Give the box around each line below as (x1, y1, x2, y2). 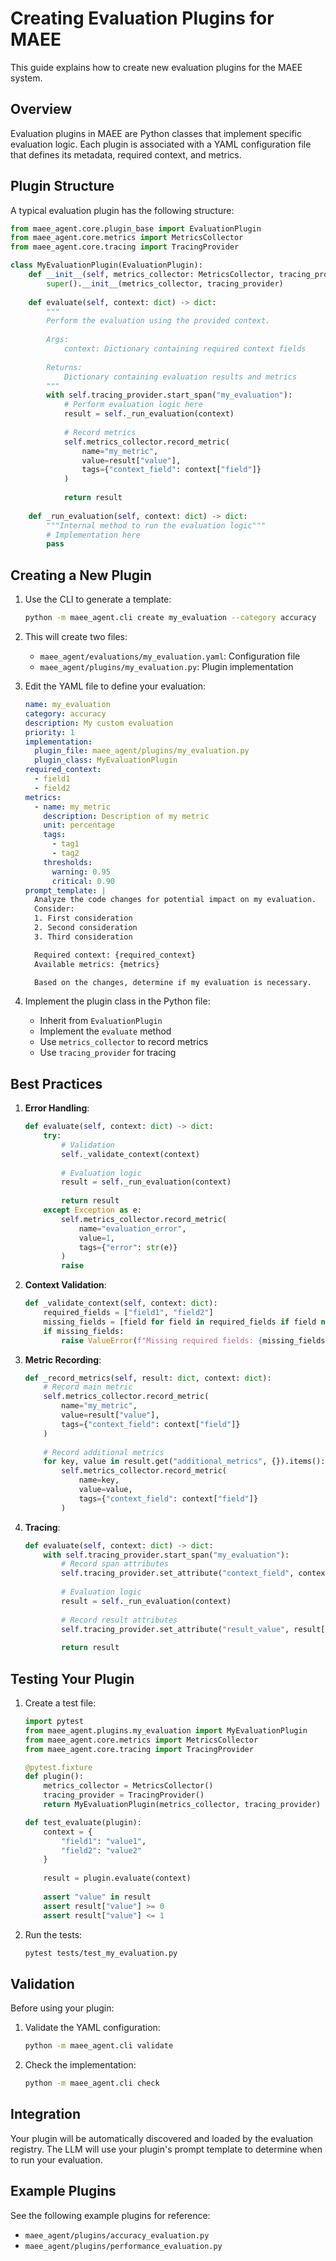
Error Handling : (24, 1102, 90, 1114)
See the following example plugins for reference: (10, 2209, 211, 2221)
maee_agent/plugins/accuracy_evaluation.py (24, 2230, 210, 2241)
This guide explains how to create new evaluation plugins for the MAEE (10, 61, 303, 73)
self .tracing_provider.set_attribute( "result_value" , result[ (61, 1624, 326, 1634)
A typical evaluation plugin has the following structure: (10, 204, 235, 216)
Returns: (46, 362, 83, 372)
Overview (10, 101, 73, 118)
